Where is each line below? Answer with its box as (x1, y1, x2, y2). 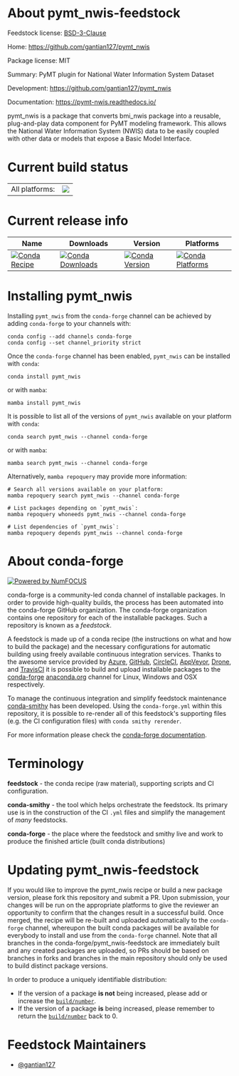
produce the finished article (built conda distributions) (7, 836, 166, 846)
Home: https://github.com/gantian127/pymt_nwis (7, 42, 150, 51)
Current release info (7, 212, 129, 229)
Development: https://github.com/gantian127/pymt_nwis (7, 83, 172, 92)
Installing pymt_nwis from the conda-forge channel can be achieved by (7, 312, 212, 320)
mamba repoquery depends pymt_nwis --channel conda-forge (7, 529, 183, 536)
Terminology (7, 755, 84, 772)
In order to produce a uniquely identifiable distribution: (7, 975, 167, 983)
